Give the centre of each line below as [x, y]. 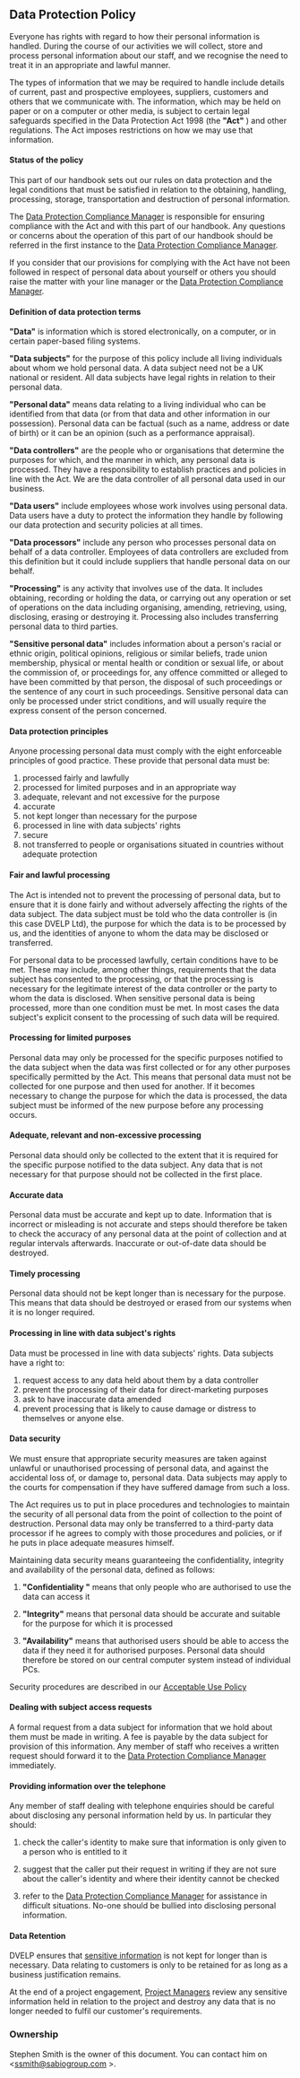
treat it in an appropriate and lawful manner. [90, 65]
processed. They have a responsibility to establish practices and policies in [148, 469]
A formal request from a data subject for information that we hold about [141, 1727]
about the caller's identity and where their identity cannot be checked [151, 1879]
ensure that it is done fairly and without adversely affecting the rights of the [149, 904]
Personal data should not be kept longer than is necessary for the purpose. [148, 1293]
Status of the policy [46, 160]
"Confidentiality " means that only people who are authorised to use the [157, 1586]
